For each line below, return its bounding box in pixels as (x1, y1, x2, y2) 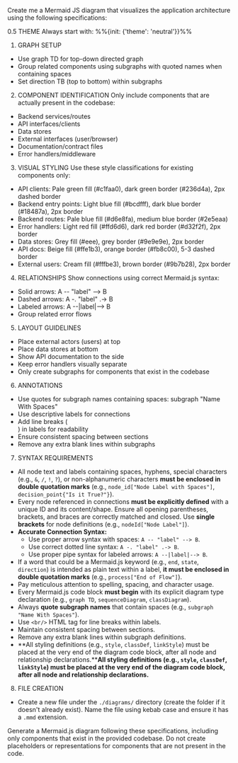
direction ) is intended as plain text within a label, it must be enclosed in (17, 566, 229, 573)
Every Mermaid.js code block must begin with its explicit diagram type (17, 587, 225, 596)
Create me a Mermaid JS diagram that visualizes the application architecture (7, 6, 231, 14)
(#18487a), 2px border (17, 207, 84, 215)
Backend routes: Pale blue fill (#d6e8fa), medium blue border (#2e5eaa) (17, 215, 228, 223)
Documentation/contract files (17, 142, 103, 151)
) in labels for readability (17, 425, 89, 433)
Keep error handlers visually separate (17, 360, 127, 368)
